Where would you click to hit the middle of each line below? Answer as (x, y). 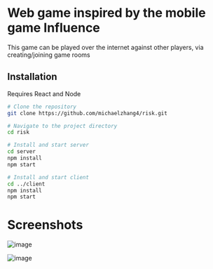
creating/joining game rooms (49, 55)
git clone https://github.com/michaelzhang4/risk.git (88, 113)
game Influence (54, 28)
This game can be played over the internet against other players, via (105, 47)
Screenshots (45, 225)
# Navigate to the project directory (62, 126)
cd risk (19, 132)
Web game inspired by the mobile (106, 13)
